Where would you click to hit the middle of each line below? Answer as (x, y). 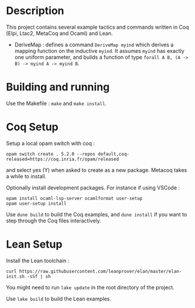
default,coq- (114, 154)
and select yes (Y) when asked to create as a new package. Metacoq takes (97, 170)
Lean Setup (34, 244)
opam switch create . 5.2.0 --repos (51, 154)
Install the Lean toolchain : (38, 260)
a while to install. (26, 176)
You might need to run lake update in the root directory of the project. (90, 287)
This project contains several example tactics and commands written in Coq (97, 27)
